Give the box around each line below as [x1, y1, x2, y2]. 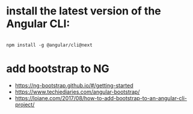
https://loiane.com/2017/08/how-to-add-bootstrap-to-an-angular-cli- [14, 94, 188, 101]
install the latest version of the [6, 4, 161, 18]
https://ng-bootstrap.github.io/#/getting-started [14, 82, 133, 89]
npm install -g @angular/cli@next [6, 42, 93, 48]
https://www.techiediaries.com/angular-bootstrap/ [14, 88, 140, 95]
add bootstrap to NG [6, 62, 109, 76]
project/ [14, 101, 35, 108]
